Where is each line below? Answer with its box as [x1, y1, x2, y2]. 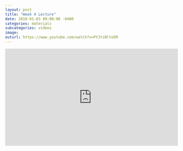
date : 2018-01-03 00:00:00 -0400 [5, 16, 74, 21]
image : [5, 30, 19, 35]
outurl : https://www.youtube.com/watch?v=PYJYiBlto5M [5, 35, 118, 40]
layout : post [5, 7, 32, 12]
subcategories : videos [5, 26, 52, 31]
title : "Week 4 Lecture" [5, 12, 56, 17]
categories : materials [5, 21, 52, 26]
